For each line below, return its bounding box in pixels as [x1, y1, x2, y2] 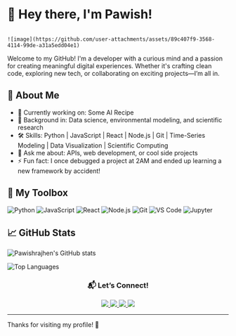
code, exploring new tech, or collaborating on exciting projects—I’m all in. [7, 69, 220, 77]
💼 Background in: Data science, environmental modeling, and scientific [17, 115, 223, 124]
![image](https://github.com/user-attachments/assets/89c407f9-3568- [7, 35, 216, 43]
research [17, 123, 44, 131]
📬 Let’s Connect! [87, 280, 149, 290]
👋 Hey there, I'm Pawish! [7, 6, 153, 22]
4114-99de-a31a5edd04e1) [7, 41, 80, 49]
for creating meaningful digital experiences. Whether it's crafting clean [7, 61, 212, 70]
